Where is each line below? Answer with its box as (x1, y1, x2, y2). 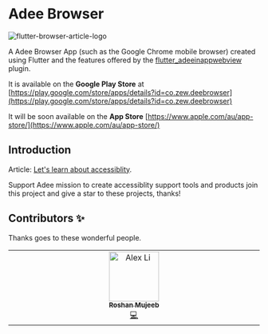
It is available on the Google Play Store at (8, 79, 145, 89)
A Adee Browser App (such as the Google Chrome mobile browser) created (8, 46, 256, 56)
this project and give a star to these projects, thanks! (8, 189, 181, 198)
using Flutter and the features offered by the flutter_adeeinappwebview (8, 55, 242, 65)
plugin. (8, 63, 31, 73)
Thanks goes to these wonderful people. (8, 233, 142, 242)
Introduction (8, 143, 72, 157)
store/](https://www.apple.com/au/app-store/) (8, 120, 160, 129)
